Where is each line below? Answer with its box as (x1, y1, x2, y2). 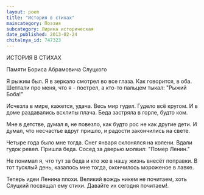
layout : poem (6, 9, 40, 15)
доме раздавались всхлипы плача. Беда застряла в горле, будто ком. (6, 109, 188, 116)
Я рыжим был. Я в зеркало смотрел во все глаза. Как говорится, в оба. (6, 77, 192, 85)
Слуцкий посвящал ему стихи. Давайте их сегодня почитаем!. (6, 182, 169, 189)
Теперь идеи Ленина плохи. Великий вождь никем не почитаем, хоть (6, 175, 188, 183)
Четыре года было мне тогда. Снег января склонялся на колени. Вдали (6, 139, 193, 146)
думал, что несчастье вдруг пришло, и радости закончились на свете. (6, 127, 191, 134)
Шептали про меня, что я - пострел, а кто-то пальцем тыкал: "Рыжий (6, 84, 187, 91)
